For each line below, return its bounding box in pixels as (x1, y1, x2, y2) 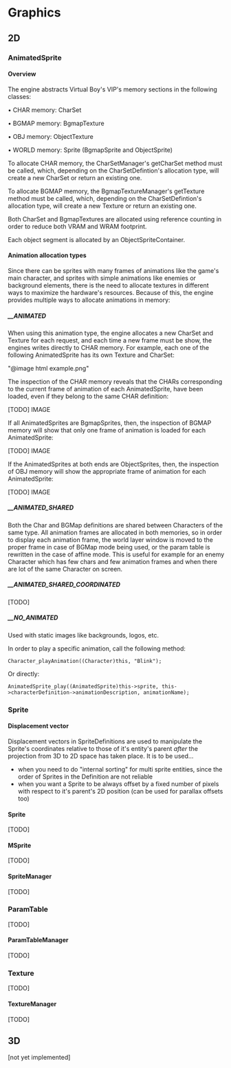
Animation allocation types (8, 251, 87, 259)
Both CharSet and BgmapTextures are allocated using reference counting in (8, 215, 222, 223)
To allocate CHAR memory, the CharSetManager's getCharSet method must (8, 159, 223, 167)
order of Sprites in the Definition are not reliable (17, 772, 153, 781)
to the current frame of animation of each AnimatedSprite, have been (8, 384, 203, 393)
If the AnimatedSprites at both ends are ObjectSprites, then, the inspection (8, 459, 219, 468)
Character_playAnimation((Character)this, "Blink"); (8, 657, 162, 664)
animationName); (142, 689, 190, 696)
